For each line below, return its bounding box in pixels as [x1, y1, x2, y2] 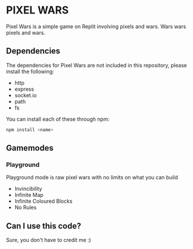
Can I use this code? [6, 221, 81, 231]
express [14, 86, 34, 93]
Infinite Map [14, 192, 44, 199]
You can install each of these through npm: [6, 115, 110, 122]
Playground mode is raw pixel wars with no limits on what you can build [6, 174, 178, 181]
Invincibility [14, 185, 43, 192]
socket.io [14, 91, 37, 98]
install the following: [6, 68, 54, 75]
